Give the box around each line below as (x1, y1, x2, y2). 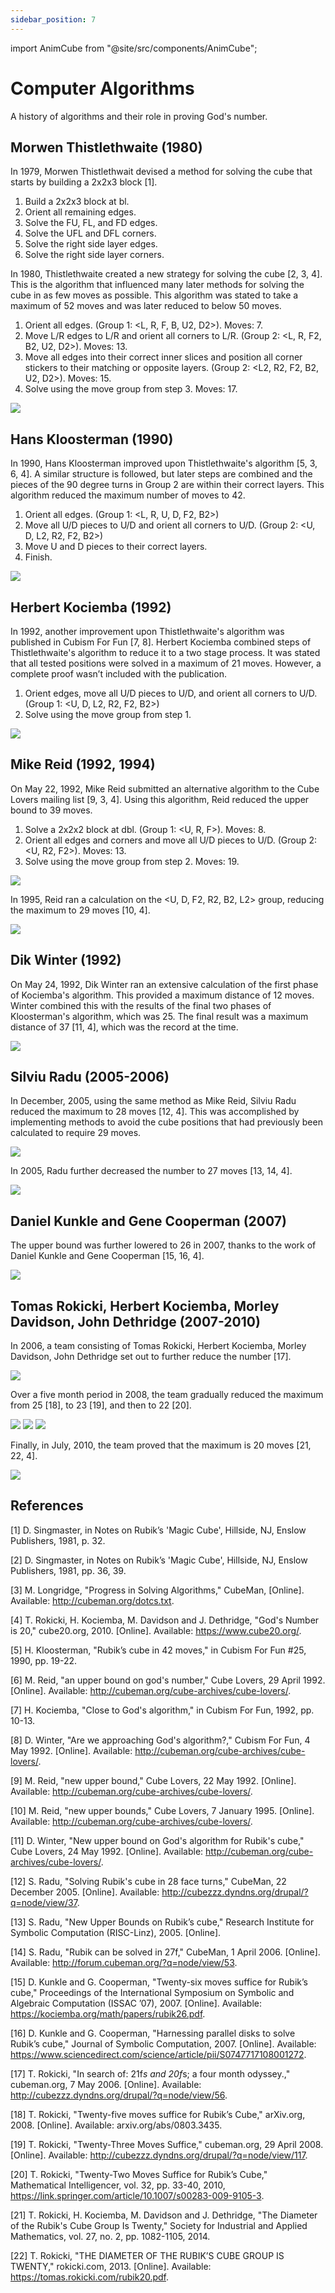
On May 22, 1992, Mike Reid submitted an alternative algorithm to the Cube (10, 782, 320, 795)
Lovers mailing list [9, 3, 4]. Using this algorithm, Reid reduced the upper (10, 793, 310, 805)
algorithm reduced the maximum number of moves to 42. (10, 489, 246, 501)
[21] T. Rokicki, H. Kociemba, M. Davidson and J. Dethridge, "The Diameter (10, 2209, 318, 2221)
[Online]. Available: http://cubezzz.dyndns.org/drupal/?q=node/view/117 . (10, 2149, 308, 2161)
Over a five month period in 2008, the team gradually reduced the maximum (10, 1389, 324, 1401)
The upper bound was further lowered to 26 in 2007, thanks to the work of (10, 1239, 317, 1251)
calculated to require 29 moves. (10, 1127, 142, 1139)
